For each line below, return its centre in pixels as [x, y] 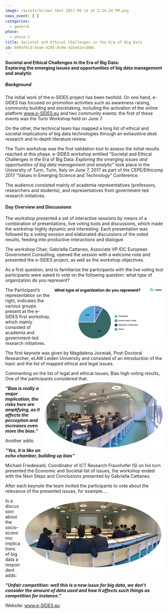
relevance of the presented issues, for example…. [56, 491]
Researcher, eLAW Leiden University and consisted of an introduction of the [83, 358]
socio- [12, 527]
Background [18, 85]
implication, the [22, 399]
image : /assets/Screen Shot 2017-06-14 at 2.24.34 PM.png [67, 11]
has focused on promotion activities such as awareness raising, [85, 102]
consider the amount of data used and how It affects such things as [77, 590]
